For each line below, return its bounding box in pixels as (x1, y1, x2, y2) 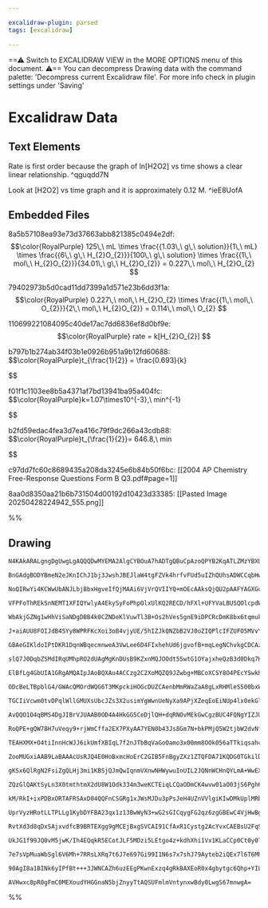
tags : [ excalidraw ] (8, 26, 73, 34)
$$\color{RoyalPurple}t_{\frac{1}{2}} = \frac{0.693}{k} (8, 356, 187, 365)
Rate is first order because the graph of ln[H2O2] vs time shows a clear (8, 161, 243, 171)
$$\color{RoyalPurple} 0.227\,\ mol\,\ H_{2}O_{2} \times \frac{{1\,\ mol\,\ (14, 295, 254, 305)
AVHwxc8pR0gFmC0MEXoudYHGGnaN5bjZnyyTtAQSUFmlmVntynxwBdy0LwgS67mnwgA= (8, 878, 251, 886)
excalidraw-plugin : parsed (8, 18, 98, 26)
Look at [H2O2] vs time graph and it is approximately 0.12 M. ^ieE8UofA (8, 185, 243, 195)
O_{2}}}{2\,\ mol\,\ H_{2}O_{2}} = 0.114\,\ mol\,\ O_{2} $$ (41, 304, 227, 314)
